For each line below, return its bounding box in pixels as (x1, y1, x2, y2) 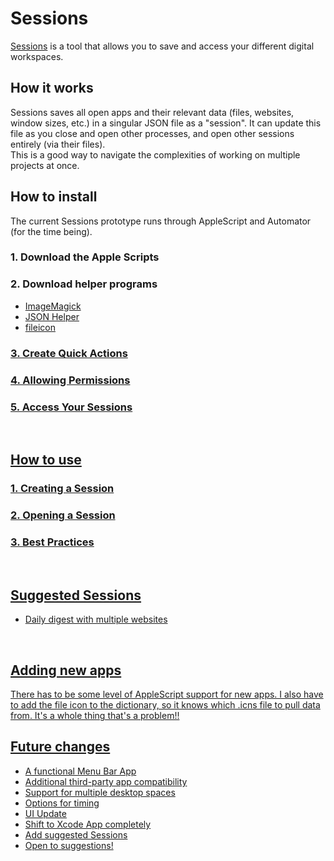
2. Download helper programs (10, 277, 158, 291)
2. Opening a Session (10, 508, 116, 522)
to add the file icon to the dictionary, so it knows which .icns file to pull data (10, 699, 321, 711)
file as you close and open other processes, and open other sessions (10, 127, 295, 139)
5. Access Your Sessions (10, 400, 133, 414)
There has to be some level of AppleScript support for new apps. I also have (10, 688, 324, 701)
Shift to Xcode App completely (24, 818, 152, 830)
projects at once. (10, 159, 80, 171)
